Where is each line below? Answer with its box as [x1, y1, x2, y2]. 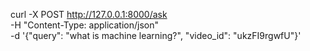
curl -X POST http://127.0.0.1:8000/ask [10, 9, 168, 20]
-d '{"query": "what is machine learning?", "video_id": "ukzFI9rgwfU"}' [10, 30, 302, 41]
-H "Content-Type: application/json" [10, 19, 159, 31]
